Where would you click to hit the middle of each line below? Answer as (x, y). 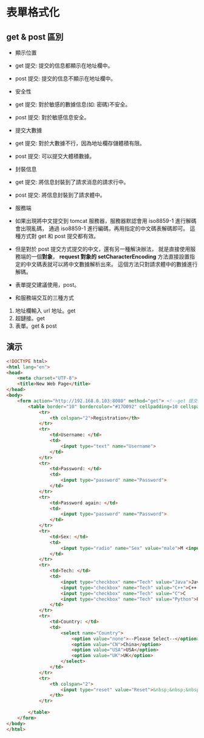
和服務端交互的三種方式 (44, 298)
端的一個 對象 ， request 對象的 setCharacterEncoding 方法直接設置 (105, 257)
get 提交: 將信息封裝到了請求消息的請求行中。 (72, 182)
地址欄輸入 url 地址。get (45, 311)
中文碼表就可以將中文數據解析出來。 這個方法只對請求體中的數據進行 (112, 264)
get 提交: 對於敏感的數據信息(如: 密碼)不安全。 (73, 104)
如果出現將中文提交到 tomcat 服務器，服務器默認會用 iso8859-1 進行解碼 (106, 221)
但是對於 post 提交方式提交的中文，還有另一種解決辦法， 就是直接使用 (103, 249)
